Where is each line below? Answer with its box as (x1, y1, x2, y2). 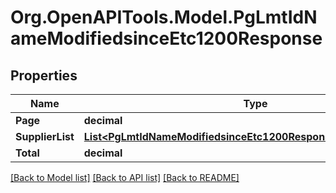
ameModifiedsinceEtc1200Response (10, 27, 323, 50)
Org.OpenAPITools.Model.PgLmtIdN (10, 6, 318, 29)
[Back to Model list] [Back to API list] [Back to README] (10, 172, 240, 183)
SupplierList (15, 130, 75, 143)
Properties (10, 67, 78, 84)
